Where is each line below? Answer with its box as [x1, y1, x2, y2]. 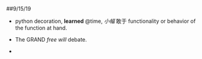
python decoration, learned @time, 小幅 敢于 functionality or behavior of [15, 17, 196, 25]
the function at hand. [15, 24, 68, 31]
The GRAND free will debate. [15, 36, 87, 43]
